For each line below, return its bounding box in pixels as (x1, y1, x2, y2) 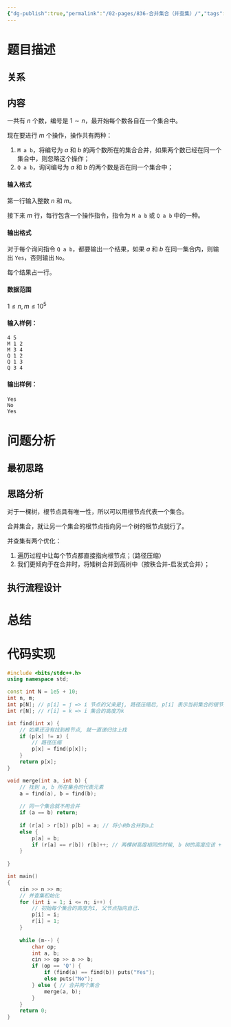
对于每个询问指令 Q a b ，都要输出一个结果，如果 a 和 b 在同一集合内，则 (7, 245, 213, 253)
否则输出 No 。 (30, 253, 69, 262)
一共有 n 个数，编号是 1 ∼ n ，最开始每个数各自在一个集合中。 (7, 116, 182, 125)
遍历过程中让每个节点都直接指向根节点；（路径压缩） (16, 552, 165, 560)
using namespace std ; (7, 676, 69, 683)
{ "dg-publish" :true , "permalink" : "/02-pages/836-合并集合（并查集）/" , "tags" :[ (7, 10, 229, 17)
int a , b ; (32, 950, 60, 957)
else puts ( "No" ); (43, 975, 94, 982)
